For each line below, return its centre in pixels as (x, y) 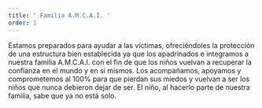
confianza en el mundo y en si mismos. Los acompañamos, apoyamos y (125, 70)
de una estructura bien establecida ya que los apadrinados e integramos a (129, 54)
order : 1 (22, 23)
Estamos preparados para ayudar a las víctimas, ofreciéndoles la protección (131, 45)
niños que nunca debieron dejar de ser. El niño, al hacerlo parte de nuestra (129, 87)
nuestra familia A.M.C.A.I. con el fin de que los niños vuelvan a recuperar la (130, 62)
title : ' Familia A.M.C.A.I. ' (59, 15)
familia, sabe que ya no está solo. (62, 95)
